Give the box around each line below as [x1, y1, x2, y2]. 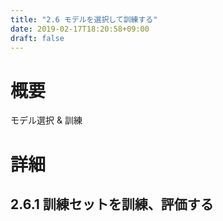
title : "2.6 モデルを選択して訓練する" [10, 14, 158, 25]
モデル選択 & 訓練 [10, 114, 83, 126]
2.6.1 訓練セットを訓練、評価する [10, 196, 214, 213]
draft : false [10, 33, 65, 43]
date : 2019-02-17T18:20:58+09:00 [10, 24, 150, 34]
